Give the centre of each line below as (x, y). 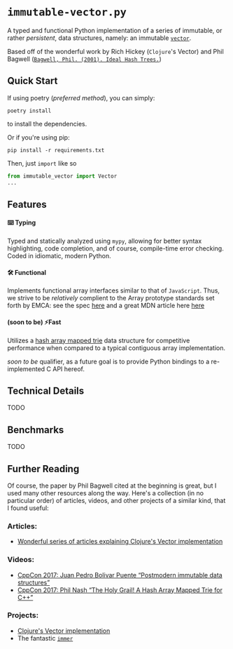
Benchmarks (36, 430)
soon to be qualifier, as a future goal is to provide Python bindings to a (108, 361)
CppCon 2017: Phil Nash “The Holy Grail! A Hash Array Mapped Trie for (120, 590)
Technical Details (46, 390)
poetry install (29, 111)
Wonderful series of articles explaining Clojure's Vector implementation (120, 542)
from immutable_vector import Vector (62, 176)
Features (27, 205)
